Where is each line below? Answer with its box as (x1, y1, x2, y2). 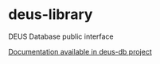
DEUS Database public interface (8, 32, 114, 41)
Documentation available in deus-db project (8, 47, 153, 56)
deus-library (8, 6, 93, 24)
